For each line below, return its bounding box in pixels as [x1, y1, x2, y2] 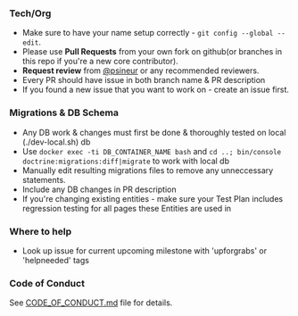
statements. [21, 174, 66, 185]
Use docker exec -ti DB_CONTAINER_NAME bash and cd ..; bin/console [21, 146, 282, 156]
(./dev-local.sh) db [21, 137, 91, 147]
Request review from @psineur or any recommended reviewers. [21, 65, 260, 76]
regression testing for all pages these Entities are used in [21, 203, 232, 213]
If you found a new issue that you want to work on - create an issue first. [21, 84, 290, 96]
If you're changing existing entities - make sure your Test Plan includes [21, 193, 284, 204]
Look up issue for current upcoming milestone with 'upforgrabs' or [21, 245, 268, 256]
